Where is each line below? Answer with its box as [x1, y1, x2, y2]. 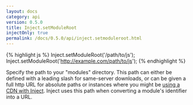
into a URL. [6, 93, 33, 100]
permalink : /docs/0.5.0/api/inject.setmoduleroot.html [6, 35, 142, 41]
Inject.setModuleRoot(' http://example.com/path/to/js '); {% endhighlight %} [6, 57, 186, 64]
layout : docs [6, 8, 38, 15]
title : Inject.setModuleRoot [6, 24, 77, 31]
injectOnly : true [6, 30, 48, 36]
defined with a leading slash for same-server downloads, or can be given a [6, 75, 187, 82]
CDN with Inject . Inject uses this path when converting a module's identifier [6, 88, 187, 94]
